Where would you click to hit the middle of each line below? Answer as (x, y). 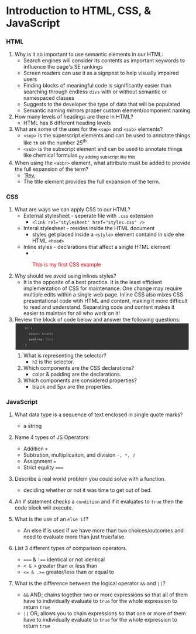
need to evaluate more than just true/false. (74, 537)
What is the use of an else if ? (51, 519)
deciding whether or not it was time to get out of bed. (87, 490)
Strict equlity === (43, 467)
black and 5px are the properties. (72, 387)
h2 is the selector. (53, 362)
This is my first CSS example (66, 265)
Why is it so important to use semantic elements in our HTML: (89, 55)
